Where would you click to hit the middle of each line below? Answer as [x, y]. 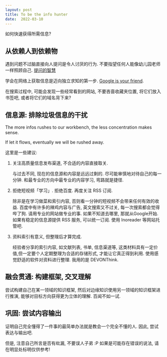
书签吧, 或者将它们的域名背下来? [38, 98]
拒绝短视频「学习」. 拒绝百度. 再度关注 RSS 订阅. [63, 190]
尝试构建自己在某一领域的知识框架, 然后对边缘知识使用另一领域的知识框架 [81, 290]
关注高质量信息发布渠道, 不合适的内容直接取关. [60, 163]
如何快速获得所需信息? [28, 34]
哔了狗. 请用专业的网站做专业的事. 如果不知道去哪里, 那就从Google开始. [85, 213]
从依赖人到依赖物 [31, 51]
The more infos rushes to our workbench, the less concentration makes [79, 127]
